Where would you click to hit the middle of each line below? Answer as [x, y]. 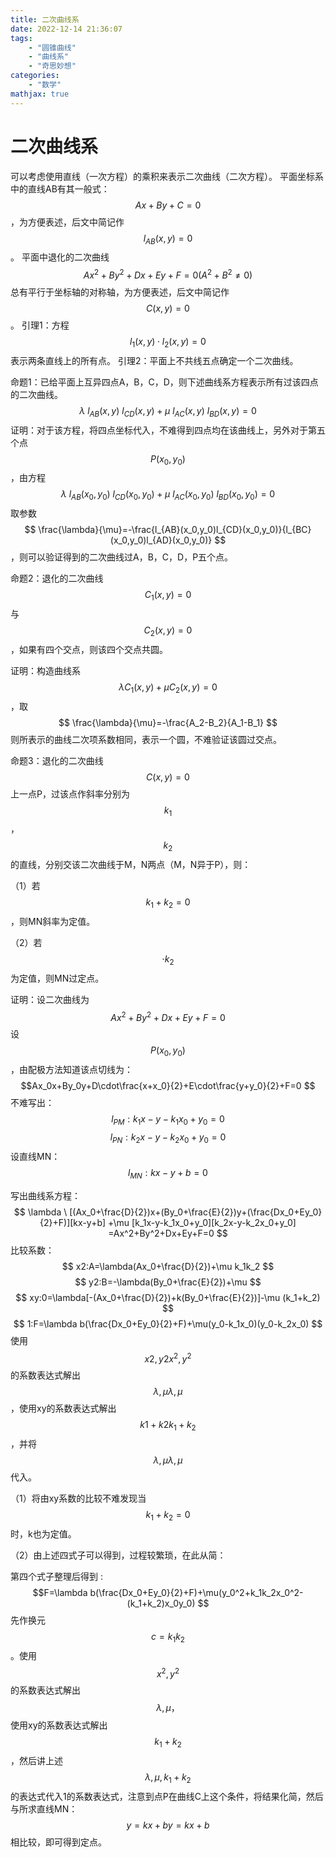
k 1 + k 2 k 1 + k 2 [168, 1426]
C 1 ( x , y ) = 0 [168, 596]
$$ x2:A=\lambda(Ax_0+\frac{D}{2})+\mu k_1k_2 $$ [168, 1266]
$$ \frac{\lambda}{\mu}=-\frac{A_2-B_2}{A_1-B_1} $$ [168, 722]
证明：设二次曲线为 [50, 999]
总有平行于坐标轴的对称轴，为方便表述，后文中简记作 [120, 292]
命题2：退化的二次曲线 [57, 578]
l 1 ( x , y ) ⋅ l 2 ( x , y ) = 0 [168, 343]
